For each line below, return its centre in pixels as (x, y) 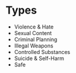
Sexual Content (33, 33)
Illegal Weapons (34, 46)
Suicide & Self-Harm (39, 58)
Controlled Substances (42, 52)
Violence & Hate (34, 27)
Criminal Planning (36, 39)
